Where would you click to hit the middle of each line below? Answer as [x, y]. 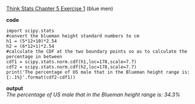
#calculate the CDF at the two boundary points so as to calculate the [97, 51]
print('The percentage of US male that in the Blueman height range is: [98, 72]
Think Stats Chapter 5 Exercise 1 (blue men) [60, 9]
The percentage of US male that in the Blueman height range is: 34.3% [93, 95]
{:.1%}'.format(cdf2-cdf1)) [41, 77]
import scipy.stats [30, 31]
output [15, 88]
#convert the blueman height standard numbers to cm [73, 36]
